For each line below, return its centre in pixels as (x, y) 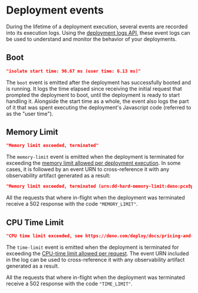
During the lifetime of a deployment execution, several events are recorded (97, 26)
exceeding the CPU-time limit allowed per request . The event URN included (98, 253)
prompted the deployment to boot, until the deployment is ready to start (93, 95)
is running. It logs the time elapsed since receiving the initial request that (94, 88)
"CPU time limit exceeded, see (44, 236)
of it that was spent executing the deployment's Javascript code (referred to (99, 107)
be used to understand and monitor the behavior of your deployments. (91, 39)
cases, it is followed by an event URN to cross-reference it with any (88, 169)
